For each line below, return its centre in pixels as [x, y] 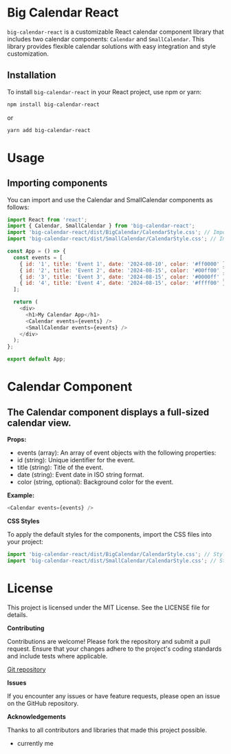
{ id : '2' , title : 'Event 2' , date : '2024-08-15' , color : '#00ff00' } [123, 270]
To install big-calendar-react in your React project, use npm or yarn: [104, 91]
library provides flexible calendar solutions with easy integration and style [112, 46]
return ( [26, 302]
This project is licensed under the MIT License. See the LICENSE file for [109, 607]
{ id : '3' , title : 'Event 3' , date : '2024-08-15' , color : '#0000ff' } [123, 277]
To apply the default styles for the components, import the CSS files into [109, 534]
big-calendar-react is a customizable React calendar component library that [115, 32]
